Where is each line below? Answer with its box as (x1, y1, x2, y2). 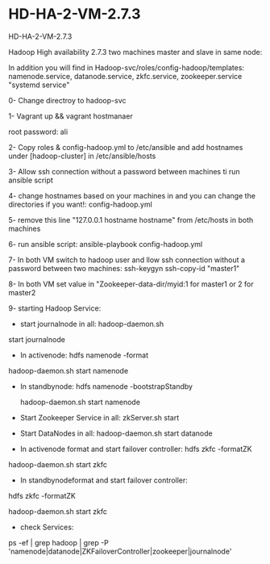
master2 (8, 287, 36, 297)
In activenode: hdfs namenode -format (19, 350, 149, 360)
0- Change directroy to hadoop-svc (8, 95, 127, 105)
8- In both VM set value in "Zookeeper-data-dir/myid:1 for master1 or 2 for (8, 279, 254, 289)
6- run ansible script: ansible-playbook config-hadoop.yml (8, 239, 203, 249)
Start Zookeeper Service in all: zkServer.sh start (19, 412, 180, 422)
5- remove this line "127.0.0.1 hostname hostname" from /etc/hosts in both (8, 215, 254, 224)
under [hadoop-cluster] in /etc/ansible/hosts (8, 151, 156, 161)
